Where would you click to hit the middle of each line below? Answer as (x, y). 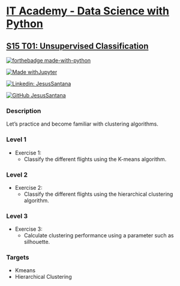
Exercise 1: (28, 153)
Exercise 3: (29, 229)
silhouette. (37, 242)
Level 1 (16, 139)
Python (25, 24)
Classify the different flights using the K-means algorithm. (95, 159)
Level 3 (17, 216)
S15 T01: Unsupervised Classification (77, 46)
